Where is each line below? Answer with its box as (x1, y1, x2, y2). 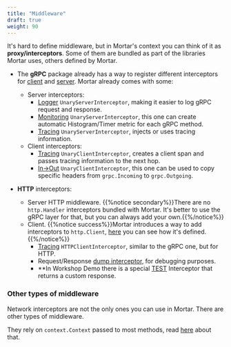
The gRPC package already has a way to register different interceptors (17, 70, 219, 78)
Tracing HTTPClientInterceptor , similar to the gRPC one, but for (37, 243, 219, 251)
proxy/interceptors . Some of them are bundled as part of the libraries (7, 49, 205, 57)
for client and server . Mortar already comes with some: (17, 77, 174, 86)
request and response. (37, 105, 102, 114)
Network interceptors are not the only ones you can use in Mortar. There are (7, 305, 224, 313)
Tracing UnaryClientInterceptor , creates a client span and (37, 149, 204, 158)
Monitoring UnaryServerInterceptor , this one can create (37, 113, 197, 121)
